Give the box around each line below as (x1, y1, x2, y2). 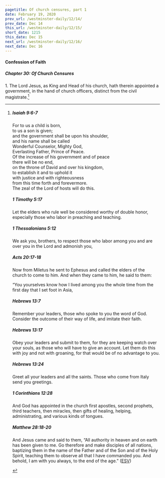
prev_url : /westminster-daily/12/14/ (5, 16, 82, 21)
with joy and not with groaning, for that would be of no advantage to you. (12, 350, 160, 356)
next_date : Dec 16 (5, 44, 43, 49)
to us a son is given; (12, 128, 53, 134)
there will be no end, (12, 159, 54, 165)
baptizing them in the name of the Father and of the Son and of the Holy (12, 447, 158, 453)
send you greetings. (12, 379, 53, 385)
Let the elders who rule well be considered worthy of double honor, (12, 209, 149, 215)
